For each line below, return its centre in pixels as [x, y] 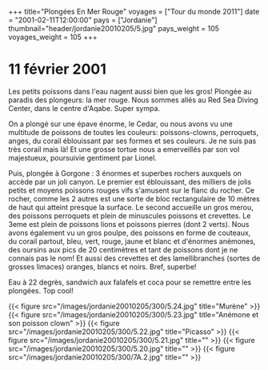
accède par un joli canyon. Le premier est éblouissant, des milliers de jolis [130, 181]
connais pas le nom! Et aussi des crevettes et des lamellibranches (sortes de [134, 258]
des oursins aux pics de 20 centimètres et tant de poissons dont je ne [123, 249]
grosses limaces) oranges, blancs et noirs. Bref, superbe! [102, 266]
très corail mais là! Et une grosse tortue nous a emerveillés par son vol [124, 149]
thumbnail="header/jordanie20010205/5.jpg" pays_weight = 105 [114, 28]
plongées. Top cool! [41, 290]
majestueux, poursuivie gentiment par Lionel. [83, 157]
